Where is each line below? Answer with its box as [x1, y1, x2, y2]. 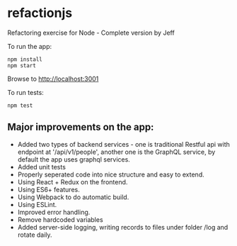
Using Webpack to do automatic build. [17, 193, 129, 201]
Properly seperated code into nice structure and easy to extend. [17, 170, 204, 179]
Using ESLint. [17, 200, 57, 208]
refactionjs [7, 5, 73, 21]
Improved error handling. [17, 208, 91, 216]
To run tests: [7, 88, 44, 96]
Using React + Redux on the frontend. [17, 177, 128, 186]
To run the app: [7, 42, 52, 50]
